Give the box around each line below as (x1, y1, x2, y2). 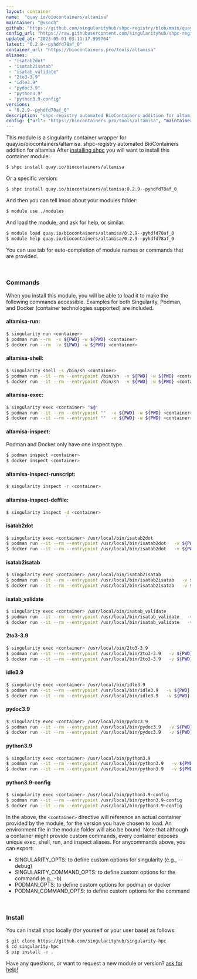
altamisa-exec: (6, 392, 44, 399)
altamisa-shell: (6, 355, 44, 362)
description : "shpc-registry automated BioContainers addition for (6, 112, 175, 118)
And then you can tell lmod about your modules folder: (6, 196, 138, 203)
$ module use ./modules (6, 208, 64, 214)
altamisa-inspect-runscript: (6, 470, 76, 477)
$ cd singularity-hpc (6, 944, 59, 950)
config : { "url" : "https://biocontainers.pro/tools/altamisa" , (6, 118, 161, 124)
